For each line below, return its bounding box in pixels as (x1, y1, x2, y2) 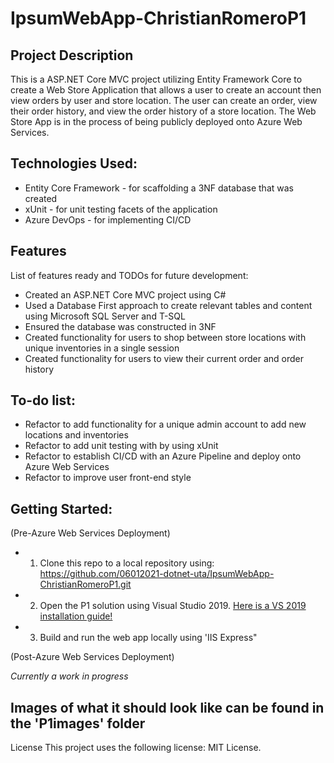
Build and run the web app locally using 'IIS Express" (39, 632, 258, 644)
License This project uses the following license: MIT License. (10, 742, 262, 754)
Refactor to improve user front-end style (24, 472, 192, 484)
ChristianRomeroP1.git (39, 578, 132, 591)
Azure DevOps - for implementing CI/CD (24, 213, 192, 226)
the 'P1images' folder (10, 715, 146, 732)
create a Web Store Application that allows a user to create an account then (10, 84, 322, 96)
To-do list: (10, 392, 77, 409)
